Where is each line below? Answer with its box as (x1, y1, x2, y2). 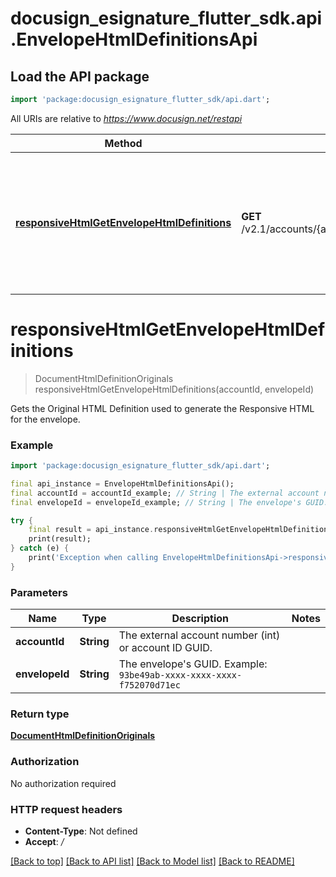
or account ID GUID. (118, 641, 213, 655)
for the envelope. (10, 413, 81, 425)
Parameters (10, 585, 68, 599)
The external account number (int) (118, 628, 281, 642)
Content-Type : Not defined (24, 825, 138, 837)
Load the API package (10, 68, 150, 85)
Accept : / (24, 836, 65, 848)
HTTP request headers (10, 802, 123, 816)
